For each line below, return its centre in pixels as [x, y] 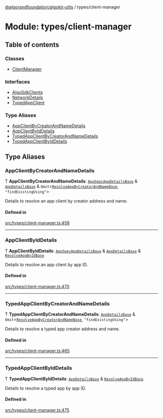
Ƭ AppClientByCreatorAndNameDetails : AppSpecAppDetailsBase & [71, 181]
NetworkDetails [28, 97]
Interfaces [17, 81]
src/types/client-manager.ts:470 [37, 286]
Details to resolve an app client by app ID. [47, 265]
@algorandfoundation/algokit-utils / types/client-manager [63, 7]
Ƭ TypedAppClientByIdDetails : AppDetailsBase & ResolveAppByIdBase [74, 379]
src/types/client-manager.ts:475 [37, 410]
